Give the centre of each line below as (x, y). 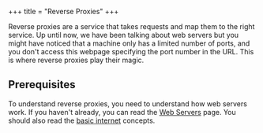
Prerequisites (42, 85)
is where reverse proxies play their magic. (76, 60)
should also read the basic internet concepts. (82, 120)
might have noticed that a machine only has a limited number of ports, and (129, 43)
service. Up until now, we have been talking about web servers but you (124, 35)
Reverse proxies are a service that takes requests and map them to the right (131, 26)
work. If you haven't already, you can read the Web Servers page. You (122, 112)
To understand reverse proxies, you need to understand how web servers (128, 103)
